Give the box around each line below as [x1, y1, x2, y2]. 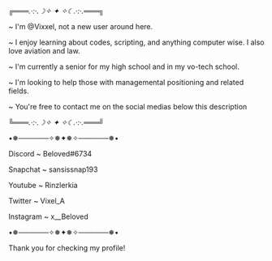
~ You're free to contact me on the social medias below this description [8, 102, 248, 111]
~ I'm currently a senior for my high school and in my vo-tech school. [8, 62, 240, 71]
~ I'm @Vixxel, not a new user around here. [8, 22, 153, 31]
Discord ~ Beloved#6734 [8, 149, 93, 158]
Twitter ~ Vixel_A [8, 196, 65, 205]
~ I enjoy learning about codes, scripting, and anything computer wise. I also [8, 37, 265, 47]
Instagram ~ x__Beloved [8, 212, 89, 221]
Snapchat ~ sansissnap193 [8, 165, 98, 174]
